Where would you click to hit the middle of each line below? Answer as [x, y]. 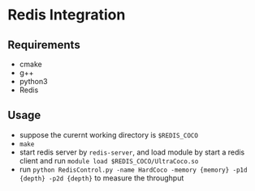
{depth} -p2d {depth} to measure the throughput [102, 178]
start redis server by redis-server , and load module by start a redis [132, 152]
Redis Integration [67, 15]
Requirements [44, 45]
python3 [33, 81]
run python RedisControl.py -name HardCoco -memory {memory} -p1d [133, 169]
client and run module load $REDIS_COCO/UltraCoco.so [109, 160]
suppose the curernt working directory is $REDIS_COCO [108, 134]
